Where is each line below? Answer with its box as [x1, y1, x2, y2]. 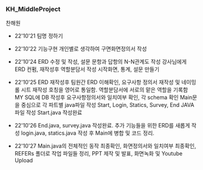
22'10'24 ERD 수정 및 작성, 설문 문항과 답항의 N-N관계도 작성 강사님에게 [14, 58, 187, 66]
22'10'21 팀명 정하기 [14, 32, 63, 39]
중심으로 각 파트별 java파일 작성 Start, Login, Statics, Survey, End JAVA [21, 101, 194, 109]
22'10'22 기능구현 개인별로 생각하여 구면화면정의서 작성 [14, 45, 147, 53]
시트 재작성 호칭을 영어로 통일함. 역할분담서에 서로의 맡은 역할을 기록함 [21, 86, 188, 93]
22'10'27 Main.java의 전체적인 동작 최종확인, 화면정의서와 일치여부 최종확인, [14, 142, 196, 150]
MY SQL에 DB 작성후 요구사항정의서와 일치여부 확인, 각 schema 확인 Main [14, 93, 193, 101]
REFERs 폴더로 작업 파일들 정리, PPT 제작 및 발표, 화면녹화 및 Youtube [14, 150, 183, 157]
